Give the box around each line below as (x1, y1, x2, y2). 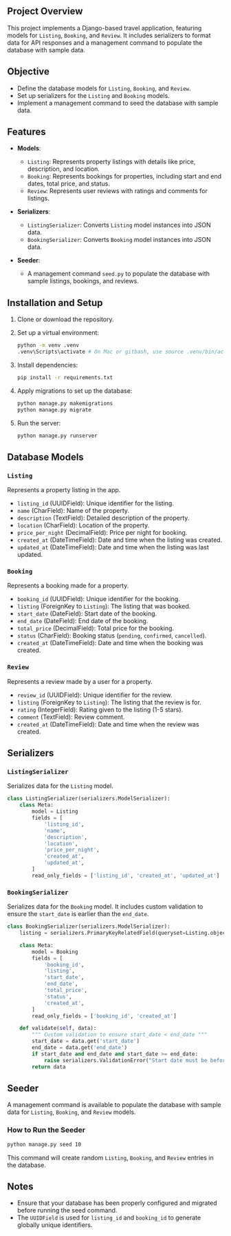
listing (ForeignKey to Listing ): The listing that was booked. (16, 602, 191, 611)
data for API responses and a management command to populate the (7, 38, 203, 47)
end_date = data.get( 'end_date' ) (32, 1044, 128, 1051)
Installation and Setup (7, 296, 103, 309)
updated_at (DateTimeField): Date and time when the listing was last (16, 543, 209, 551)
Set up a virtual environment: (16, 329, 100, 337)
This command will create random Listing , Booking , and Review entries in (7, 1153, 214, 1162)
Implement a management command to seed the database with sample (16, 99, 219, 107)
